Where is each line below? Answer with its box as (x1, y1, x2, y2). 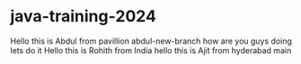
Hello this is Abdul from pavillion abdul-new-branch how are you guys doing (10, 36, 293, 46)
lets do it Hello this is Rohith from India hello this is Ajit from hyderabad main (10, 44, 292, 55)
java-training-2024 (10, 6, 156, 27)
